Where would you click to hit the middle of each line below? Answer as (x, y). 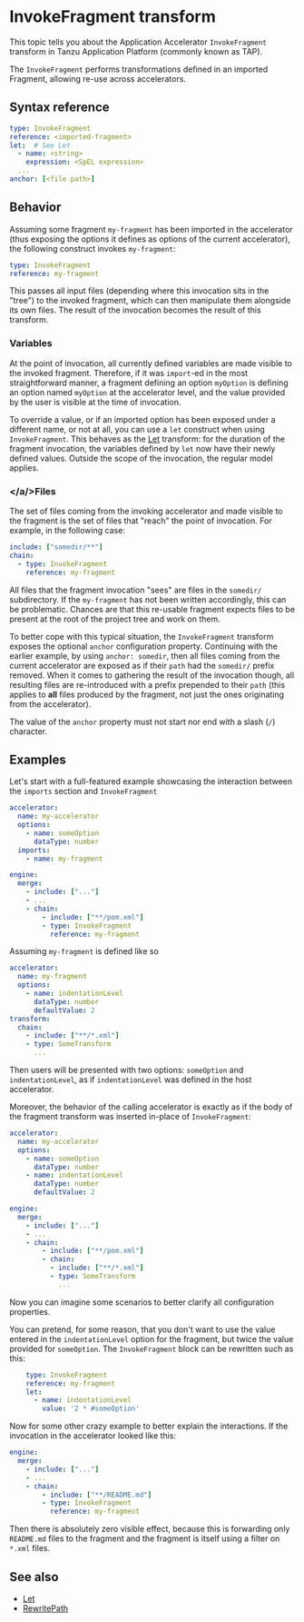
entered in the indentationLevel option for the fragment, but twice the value (152, 1338)
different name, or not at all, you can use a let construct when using (137, 429)
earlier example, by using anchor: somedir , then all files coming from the (145, 655)
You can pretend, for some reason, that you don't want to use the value (142, 1329)
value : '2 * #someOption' (91, 1409)
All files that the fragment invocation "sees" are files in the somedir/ (136, 590)
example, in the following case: (67, 531)
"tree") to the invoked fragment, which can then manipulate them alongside (150, 301)
